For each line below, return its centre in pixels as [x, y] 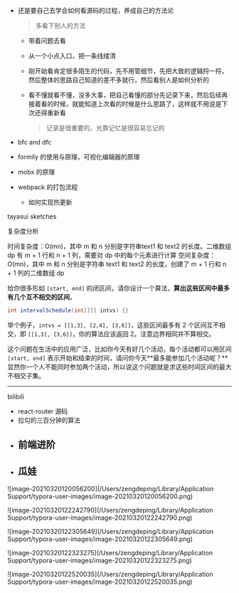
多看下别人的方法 [60, 26]
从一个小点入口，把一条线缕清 [72, 56]
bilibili [16, 397]
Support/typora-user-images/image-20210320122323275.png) [100, 560]
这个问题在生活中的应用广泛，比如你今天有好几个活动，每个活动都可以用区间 [119, 349]
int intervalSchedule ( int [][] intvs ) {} [68, 310]
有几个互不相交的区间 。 [42, 297]
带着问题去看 [47, 41]
